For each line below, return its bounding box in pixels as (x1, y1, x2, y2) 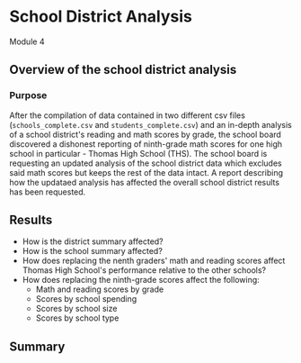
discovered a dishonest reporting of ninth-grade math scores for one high (9, 138, 283, 150)
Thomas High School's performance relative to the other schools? (22, 265, 267, 276)
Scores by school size (35, 304, 118, 314)
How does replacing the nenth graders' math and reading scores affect (22, 255, 286, 267)
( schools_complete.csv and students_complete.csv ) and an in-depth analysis (9, 119, 292, 130)
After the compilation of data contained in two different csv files (9, 110, 245, 121)
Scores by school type (35, 313, 120, 323)
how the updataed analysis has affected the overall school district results (9, 177, 280, 187)
